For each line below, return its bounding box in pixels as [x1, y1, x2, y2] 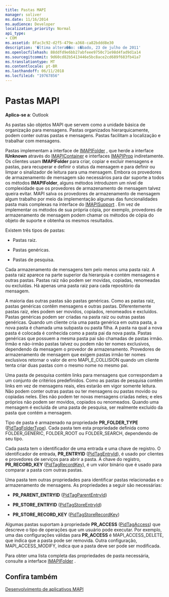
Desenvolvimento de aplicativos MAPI [5, 586, 84, 592]
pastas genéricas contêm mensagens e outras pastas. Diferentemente [5, 303, 151, 309]
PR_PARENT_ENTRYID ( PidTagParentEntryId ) [12, 492, 107, 498]
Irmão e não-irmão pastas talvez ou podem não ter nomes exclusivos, [5, 340, 150, 347]
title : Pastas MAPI [5, 7, 46, 13]
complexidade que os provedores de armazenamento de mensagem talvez [5, 185, 161, 191]
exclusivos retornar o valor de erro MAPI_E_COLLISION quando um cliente [5, 357, 159, 363]
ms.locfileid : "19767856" [5, 73, 60, 78]
